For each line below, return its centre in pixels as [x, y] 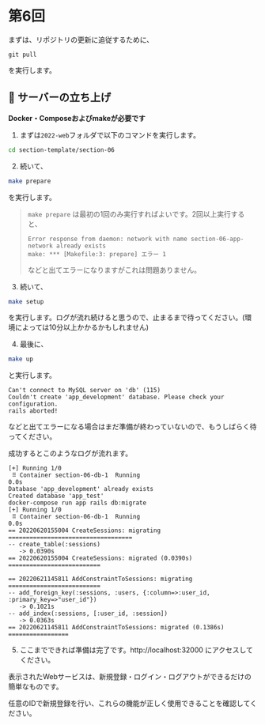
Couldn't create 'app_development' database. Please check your [116, 397]
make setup [26, 301]
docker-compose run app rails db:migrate [78, 503]
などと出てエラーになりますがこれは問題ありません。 [114, 270]
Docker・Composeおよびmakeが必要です [77, 118]
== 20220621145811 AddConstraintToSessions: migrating [100, 579]
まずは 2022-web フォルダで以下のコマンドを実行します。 [110, 134]
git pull [23, 55]
